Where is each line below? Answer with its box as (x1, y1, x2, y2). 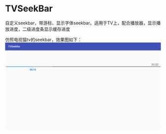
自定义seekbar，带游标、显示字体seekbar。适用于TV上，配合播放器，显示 (5, 20, 157, 26)
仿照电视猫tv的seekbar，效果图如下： (5, 37, 82, 43)
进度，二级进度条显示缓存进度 (9, 26, 70, 32)
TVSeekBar (5, 3, 53, 14)
